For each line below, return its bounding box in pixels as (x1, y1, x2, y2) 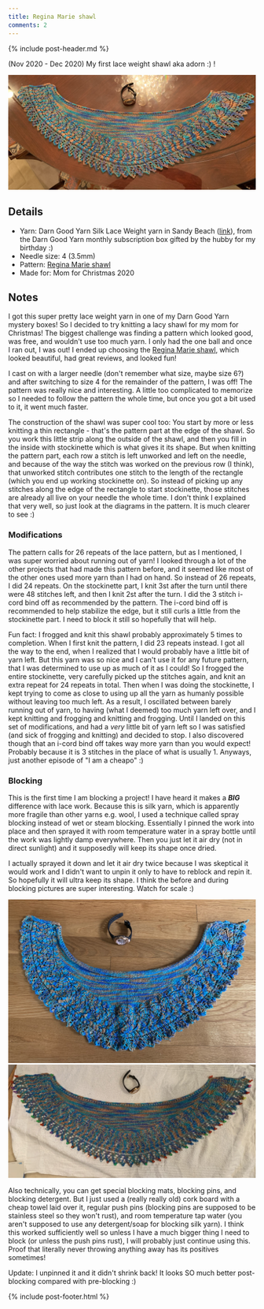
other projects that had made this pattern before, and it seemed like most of (8, 564, 254, 573)
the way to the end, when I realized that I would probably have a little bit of (8, 647, 250, 656)
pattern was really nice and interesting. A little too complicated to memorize (8, 386, 253, 395)
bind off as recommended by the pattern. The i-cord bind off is (24, 598, 229, 607)
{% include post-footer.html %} (8, 1292, 110, 1301)
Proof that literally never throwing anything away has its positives (8, 1244, 219, 1254)
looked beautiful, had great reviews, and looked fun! (8, 353, 177, 363)
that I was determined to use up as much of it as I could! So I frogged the (8, 663, 244, 673)
